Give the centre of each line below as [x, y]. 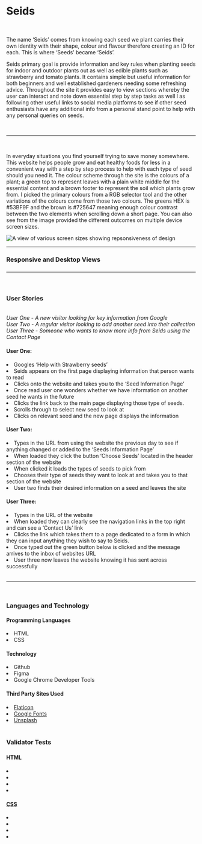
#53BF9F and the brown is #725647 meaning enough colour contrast [92, 207]
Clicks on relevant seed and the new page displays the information [96, 416]
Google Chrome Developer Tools [54, 680]
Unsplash [26, 720]
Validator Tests [29, 742]
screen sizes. [23, 226]
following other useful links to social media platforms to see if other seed [96, 102]
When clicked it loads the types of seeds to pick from [80, 468]
